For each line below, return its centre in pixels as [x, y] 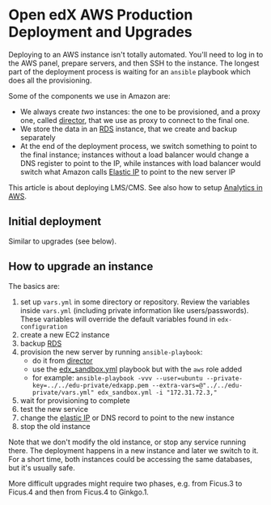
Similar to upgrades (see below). [63, 241]
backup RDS [41, 343]
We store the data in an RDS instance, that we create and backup [128, 129]
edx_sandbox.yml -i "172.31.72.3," [157, 393]
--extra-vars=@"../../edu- [197, 385]
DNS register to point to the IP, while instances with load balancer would [140, 163]
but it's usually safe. [42, 468]
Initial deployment [55, 221]
